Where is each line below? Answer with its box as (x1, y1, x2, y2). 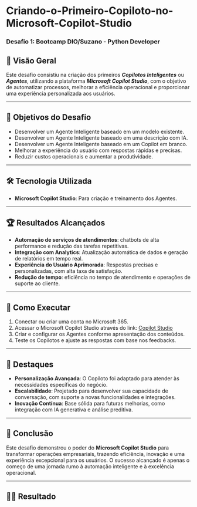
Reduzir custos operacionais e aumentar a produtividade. (14, 153, 154, 160)
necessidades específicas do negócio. (14, 381, 108, 388)
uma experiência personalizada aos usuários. (6, 90, 116, 97)
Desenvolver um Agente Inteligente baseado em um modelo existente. (14, 128, 185, 135)
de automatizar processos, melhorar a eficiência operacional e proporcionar (6, 83, 190, 90)
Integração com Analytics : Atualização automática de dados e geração (14, 249, 189, 256)
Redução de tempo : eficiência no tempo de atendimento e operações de (14, 274, 191, 281)
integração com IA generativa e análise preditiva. (14, 406, 133, 413)
